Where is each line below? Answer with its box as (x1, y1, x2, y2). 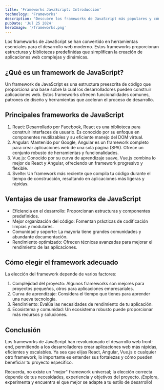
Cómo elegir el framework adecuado (5, 258, 119, 266)
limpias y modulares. (12, 223, 54, 229)
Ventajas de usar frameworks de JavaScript (5, 195, 142, 203)
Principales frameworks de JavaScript (5, 111, 124, 119)
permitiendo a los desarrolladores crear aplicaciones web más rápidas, (15, 344, 158, 350)
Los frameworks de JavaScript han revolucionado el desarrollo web (5, 339, 141, 345)
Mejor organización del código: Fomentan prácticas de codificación (12, 218, 148, 224)
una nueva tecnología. (12, 296, 57, 302)
